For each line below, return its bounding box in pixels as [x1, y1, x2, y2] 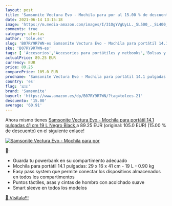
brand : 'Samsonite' [5, 88, 47, 94]
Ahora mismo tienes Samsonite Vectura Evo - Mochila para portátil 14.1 [5, 117, 155, 123]
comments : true [5, 27, 38, 32]
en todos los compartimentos [12, 174, 75, 180]
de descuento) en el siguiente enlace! [5, 128, 84, 134]
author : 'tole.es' [5, 36, 45, 42]
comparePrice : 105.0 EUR [5, 70, 58, 75]
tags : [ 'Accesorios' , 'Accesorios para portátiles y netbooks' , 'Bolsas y [5, 50, 166, 55]
